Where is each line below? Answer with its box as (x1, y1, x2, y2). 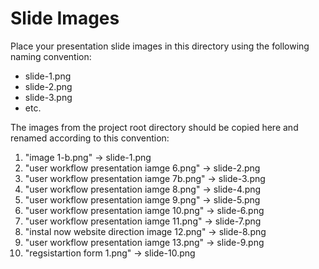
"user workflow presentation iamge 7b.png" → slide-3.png (24, 172, 266, 184)
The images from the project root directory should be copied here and (10, 121, 299, 133)
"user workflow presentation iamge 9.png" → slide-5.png (24, 193, 261, 206)
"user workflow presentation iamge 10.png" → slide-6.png (24, 204, 265, 216)
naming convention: (10, 50, 92, 62)
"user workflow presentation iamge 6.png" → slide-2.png (24, 162, 261, 174)
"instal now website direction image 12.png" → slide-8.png (24, 225, 267, 237)
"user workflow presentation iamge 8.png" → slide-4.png (24, 183, 262, 195)
